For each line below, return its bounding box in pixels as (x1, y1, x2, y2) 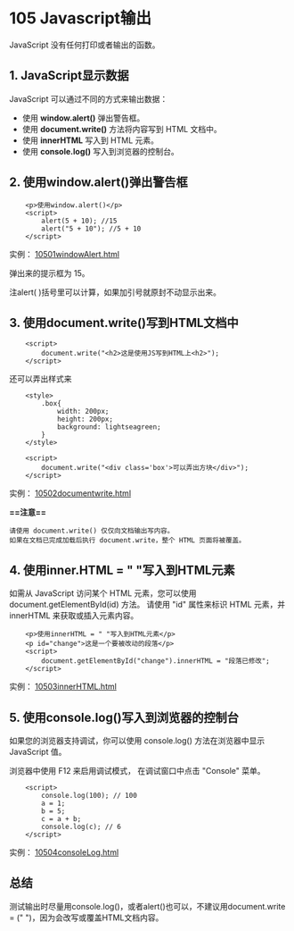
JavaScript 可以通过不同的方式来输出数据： (9, 93, 168, 104)
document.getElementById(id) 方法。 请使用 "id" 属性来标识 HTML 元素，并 (9, 600, 286, 610)
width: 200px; (56, 407, 110, 416)
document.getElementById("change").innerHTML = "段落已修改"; (41, 657, 270, 666)
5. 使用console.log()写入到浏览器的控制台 (9, 709, 239, 725)
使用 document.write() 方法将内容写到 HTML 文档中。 (21, 123, 222, 134)
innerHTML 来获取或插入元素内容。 (9, 610, 139, 621)
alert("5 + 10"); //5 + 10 (41, 224, 142, 233)
